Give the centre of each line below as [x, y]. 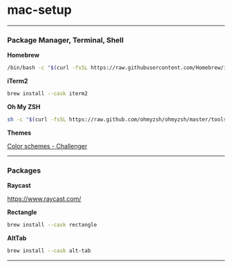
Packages [24, 170]
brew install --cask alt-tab [49, 251]
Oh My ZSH [24, 106]
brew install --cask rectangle [52, 225]
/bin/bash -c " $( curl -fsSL [48, 68]
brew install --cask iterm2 [48, 94]
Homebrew [23, 55]
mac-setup [40, 10]
